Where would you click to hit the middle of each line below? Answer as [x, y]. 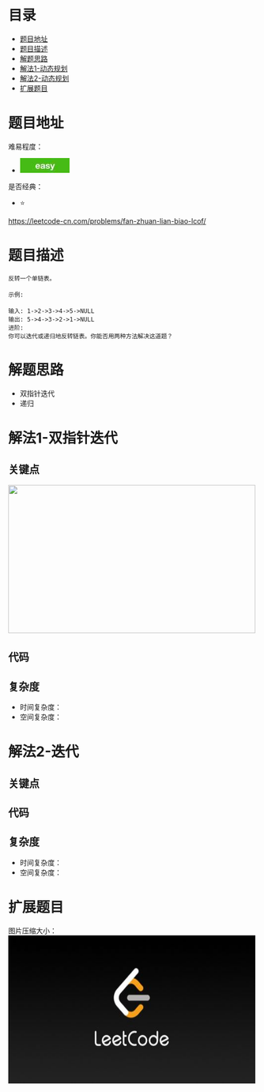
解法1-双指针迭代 [63, 438]
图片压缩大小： [32, 930]
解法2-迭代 [43, 752]
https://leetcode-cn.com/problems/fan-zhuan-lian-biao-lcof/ [107, 220]
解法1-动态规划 [43, 68]
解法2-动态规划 [44, 78]
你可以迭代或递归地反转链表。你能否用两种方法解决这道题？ [91, 336]
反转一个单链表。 [32, 278]
